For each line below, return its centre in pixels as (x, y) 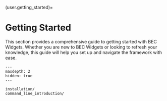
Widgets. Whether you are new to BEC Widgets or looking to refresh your (81, 47)
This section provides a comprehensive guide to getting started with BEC (81, 41)
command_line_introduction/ (35, 93)
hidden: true (19, 76)
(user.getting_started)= (29, 7)
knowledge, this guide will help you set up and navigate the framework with (84, 52)
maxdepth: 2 (18, 71)
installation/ (20, 89)
